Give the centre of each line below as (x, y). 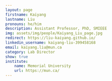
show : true (17, 57)
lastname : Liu (20, 19)
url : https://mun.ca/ (37, 71)
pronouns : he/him (23, 24)
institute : (17, 61)
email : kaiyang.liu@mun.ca (34, 47)
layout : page (19, 10)
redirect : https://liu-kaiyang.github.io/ (50, 38)
